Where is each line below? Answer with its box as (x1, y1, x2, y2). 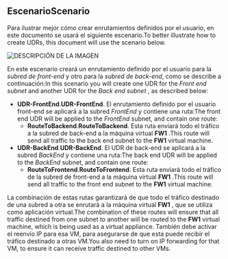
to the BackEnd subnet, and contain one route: (16, 158, 149, 166)
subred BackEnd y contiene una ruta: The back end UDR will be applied (16, 151, 218, 159)
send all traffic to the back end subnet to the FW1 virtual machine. (27, 136, 214, 145)
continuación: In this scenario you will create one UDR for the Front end (7, 79, 207, 88)
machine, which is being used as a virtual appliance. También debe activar (7, 222, 217, 230)
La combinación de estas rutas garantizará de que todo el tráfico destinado (7, 193, 220, 201)
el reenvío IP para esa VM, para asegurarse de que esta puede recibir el (7, 230, 210, 238)
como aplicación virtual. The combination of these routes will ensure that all (7, 208, 219, 216)
